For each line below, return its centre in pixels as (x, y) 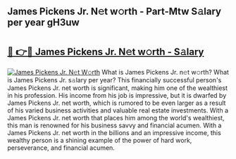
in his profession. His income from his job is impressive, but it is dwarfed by (117, 95)
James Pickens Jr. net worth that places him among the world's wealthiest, (116, 118)
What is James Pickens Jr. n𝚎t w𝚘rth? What (165, 72)
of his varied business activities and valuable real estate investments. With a (118, 110)
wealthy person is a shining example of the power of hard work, (100, 140)
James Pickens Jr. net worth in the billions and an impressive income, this (114, 133)
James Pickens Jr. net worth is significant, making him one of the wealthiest (117, 88)
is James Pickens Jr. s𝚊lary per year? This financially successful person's (114, 80)
